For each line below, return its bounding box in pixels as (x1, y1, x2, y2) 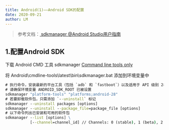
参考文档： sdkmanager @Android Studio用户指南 (17, 31, 121, 37)
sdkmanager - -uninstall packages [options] (5, 101, 98, 106)
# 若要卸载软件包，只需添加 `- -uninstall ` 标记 (5, 96, 97, 101)
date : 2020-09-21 (5, 12, 42, 17)
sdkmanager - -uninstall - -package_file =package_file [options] (5, 106, 141, 111)
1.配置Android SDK (5, 47, 65, 56)
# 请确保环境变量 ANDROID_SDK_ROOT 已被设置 (5, 87, 92, 92)
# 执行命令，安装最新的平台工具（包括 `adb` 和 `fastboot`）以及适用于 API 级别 (5, 83, 159, 88)
